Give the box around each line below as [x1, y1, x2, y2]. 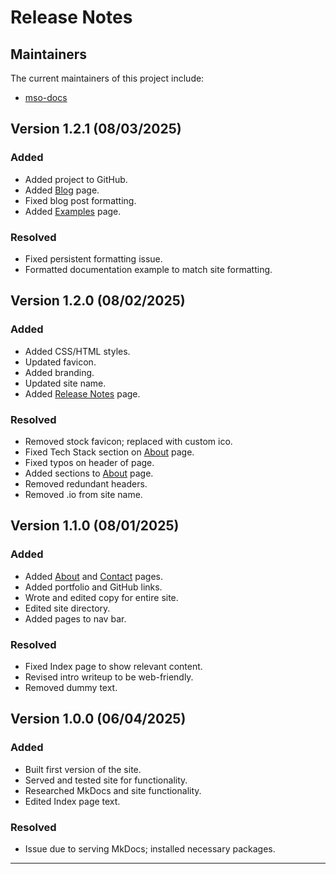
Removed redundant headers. [24, 477, 148, 490]
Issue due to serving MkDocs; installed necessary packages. [24, 842, 276, 855]
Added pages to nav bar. [24, 612, 127, 625]
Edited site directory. [24, 602, 111, 614]
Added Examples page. [24, 205, 122, 217]
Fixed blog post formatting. [24, 194, 137, 206]
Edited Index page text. [24, 795, 121, 807]
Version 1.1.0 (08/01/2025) [10, 517, 180, 535]
